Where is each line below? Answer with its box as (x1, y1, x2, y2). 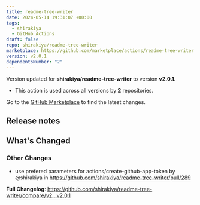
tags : (6, 20, 20, 26)
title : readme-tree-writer (6, 8, 74, 15)
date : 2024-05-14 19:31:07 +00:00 (6, 14, 93, 20)
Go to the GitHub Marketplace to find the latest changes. (6, 98, 146, 105)
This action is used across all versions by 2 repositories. (14, 87, 154, 94)
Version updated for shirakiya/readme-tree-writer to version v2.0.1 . (6, 75, 176, 82)
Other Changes (6, 154, 52, 162)
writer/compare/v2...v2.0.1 (6, 192, 71, 199)
